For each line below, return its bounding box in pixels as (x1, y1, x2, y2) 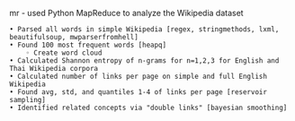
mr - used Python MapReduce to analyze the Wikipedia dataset (9, 8, 245, 18)
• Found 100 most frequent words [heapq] (9, 40, 167, 49)
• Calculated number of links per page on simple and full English (9, 72, 268, 81)
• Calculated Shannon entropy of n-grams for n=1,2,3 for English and (9, 56, 280, 65)
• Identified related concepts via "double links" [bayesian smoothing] (9, 103, 288, 112)
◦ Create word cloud (25, 48, 103, 57)
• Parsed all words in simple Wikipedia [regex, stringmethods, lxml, (9, 25, 280, 34)
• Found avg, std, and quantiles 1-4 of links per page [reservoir (9, 88, 268, 97)
